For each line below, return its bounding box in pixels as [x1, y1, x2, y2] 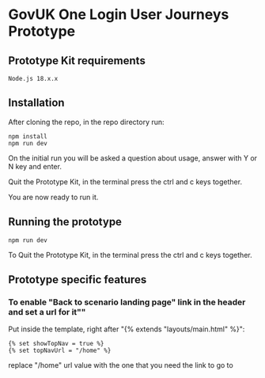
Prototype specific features [8, 273, 147, 286]
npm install [8, 132, 47, 140]
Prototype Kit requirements [8, 54, 146, 67]
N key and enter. [8, 161, 62, 171]
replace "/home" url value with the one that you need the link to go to [8, 361, 233, 370]
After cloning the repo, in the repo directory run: [8, 117, 165, 127]
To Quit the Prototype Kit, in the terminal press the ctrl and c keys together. [8, 250, 252, 259]
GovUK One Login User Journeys [8, 6, 229, 24]
